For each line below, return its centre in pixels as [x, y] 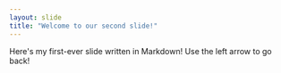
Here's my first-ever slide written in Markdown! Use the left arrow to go [140, 51]
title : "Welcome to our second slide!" [84, 26]
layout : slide [36, 17]
